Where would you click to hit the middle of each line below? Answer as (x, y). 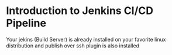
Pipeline (26, 23)
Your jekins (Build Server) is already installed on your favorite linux (86, 39)
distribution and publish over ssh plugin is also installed (73, 46)
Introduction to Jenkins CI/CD (80, 11)
